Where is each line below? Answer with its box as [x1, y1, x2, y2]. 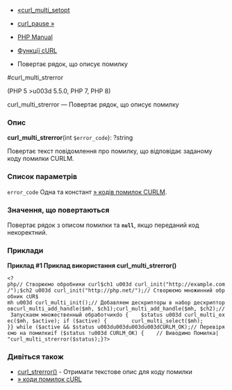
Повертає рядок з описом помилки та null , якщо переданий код [7, 221, 199, 229]
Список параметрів [7, 172, 78, 182]
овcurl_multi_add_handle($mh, [7, 306, 95, 313]
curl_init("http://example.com [134, 281, 226, 288]
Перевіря [199, 324, 226, 331]
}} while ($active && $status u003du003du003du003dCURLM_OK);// [7, 324, 197, 331]
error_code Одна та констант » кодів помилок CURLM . [7, 187, 167, 196]
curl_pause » [17, 19, 55, 27]
